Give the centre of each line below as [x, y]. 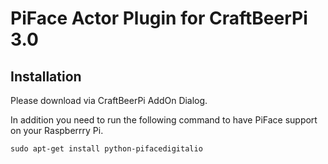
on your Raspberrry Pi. [57, 130]
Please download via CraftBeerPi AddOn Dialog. [109, 100]
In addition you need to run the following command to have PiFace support [164, 120]
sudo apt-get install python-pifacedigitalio [106, 149]
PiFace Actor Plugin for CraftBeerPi [159, 18]
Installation [46, 76]
